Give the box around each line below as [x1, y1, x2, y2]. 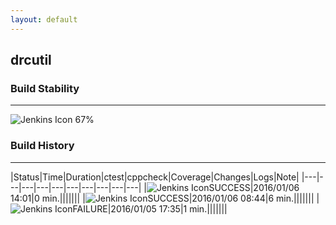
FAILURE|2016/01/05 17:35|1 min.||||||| [72, 202, 228, 215]
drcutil [10, 52, 52, 69]
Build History [10, 139, 75, 153]
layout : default [10, 14, 78, 25]
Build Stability [10, 81, 80, 95]
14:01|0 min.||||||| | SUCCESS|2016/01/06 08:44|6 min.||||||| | [10, 192, 320, 204]
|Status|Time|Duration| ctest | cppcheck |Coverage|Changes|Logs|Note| [10, 171, 300, 183]
